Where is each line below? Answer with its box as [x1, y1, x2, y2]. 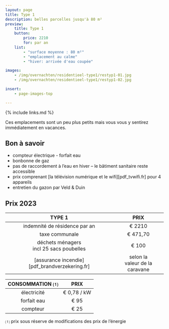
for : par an [23, 40, 49, 45]
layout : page [5, 7, 33, 13]
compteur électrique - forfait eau [12, 152, 81, 159]
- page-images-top [14, 91, 53, 96]
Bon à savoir [5, 139, 45, 148]
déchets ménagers [37, 239, 81, 246]
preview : [5, 21, 24, 27]
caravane [127, 266, 150, 273]
